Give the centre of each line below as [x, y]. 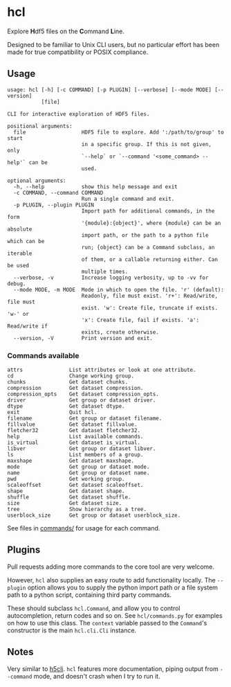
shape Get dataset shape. [66, 491]
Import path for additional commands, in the [148, 211]
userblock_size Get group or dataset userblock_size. [94, 516]
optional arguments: [37, 181]
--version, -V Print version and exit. [83, 338]
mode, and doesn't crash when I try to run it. [97, 676]
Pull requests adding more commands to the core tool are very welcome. [111, 566]
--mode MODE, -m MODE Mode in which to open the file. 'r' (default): [119, 289]
